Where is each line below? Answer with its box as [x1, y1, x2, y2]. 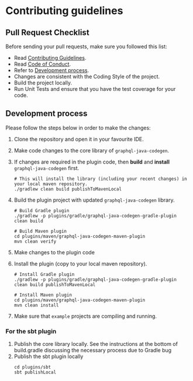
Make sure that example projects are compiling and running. [13, 312, 157, 319]
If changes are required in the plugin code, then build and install [13, 158, 170, 165]
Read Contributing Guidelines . [13, 55, 87, 61]
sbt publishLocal [13, 369, 57, 376]
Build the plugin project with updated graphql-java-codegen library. [13, 196, 175, 203]
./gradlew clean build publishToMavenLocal [13, 186, 122, 192]
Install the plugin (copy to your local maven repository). [13, 260, 147, 267]
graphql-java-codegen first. [13, 164, 80, 171]
